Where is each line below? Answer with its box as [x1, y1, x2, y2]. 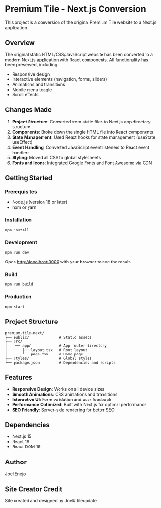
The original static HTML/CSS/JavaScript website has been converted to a [5, 51, 153, 57]
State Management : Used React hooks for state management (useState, [12, 134, 157, 140]
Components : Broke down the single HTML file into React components [12, 129, 154, 135]
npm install [5, 228, 29, 232]
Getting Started [5, 173, 53, 182]
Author [5, 458, 27, 466]
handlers [12, 149, 30, 155]
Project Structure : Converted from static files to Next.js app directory [12, 119, 151, 124]
